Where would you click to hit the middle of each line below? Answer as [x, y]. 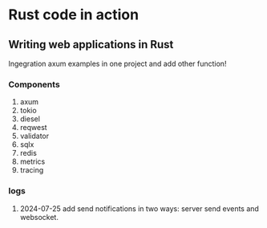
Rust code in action [73, 15]
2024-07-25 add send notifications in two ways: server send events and [139, 208]
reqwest [33, 128]
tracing [32, 170]
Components [34, 84]
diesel [30, 119]
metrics [32, 161]
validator [34, 136]
